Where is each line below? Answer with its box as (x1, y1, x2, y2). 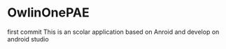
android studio (7, 35, 49, 43)
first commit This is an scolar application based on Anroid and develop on (7, 28, 220, 36)
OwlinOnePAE (7, 5, 90, 21)
